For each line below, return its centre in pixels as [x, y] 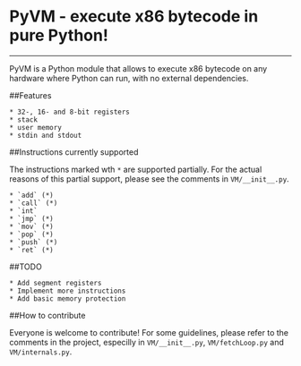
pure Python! [59, 35]
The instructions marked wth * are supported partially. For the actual [136, 169]
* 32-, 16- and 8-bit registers [69, 112]
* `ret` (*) [31, 250]
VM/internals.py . [41, 352]
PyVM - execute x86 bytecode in [134, 17]
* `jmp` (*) [31, 218]
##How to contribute [47, 315]
